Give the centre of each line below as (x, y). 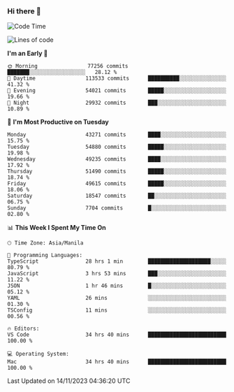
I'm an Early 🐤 (28, 53)
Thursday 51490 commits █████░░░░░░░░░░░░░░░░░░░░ (117, 172)
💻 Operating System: (38, 354)
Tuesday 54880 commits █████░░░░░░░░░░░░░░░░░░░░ (117, 147)
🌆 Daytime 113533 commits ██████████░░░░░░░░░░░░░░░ (117, 79)
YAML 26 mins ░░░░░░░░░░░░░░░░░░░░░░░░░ (117, 298)
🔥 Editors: (23, 329)
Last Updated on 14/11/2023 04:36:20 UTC (69, 381)
